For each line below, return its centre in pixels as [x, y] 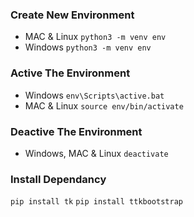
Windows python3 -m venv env [88, 47]
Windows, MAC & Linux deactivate [96, 153]
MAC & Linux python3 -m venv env [95, 37]
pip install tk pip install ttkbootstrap [96, 202]
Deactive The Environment [76, 131]
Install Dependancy [58, 179]
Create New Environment [72, 15]
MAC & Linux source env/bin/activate [104, 105]
